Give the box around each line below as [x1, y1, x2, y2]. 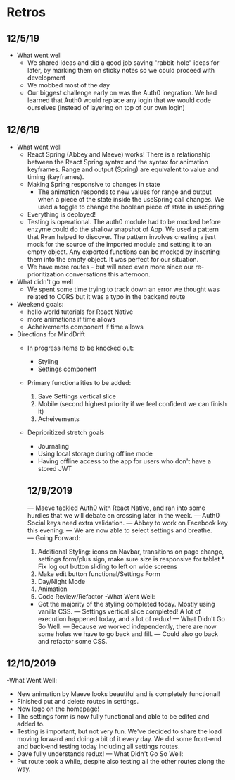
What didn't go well [16, 277, 73, 286]
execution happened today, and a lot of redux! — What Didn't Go [37, 614, 226, 623]
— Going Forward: [27, 533, 81, 542]
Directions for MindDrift [16, 329, 85, 339]
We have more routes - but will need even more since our [27, 262, 194, 271]
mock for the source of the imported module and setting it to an [27, 240, 212, 248]
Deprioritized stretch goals [27, 428, 105, 437]
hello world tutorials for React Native [27, 307, 134, 316]
